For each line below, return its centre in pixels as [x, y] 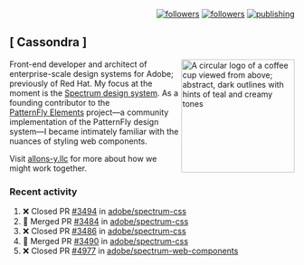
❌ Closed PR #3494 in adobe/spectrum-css [104, 212]
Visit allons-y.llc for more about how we [83, 158]
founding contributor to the [60, 102]
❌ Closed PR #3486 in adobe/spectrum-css [104, 232]
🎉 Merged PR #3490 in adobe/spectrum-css [105, 241]
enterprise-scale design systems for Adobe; [91, 73]
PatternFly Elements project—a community [89, 112]
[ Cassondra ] [48, 42]
